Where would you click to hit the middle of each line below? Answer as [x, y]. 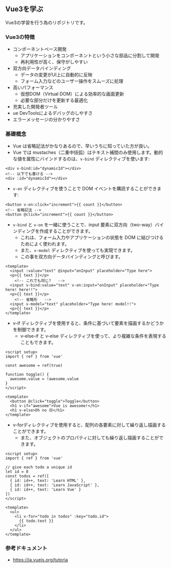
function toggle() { [27, 375]
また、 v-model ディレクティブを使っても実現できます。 [78, 250]
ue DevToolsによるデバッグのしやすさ [53, 113]
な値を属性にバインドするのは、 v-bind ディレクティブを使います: [81, 159]
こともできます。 [38, 342]
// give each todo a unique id [39, 467]
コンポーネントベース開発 [40, 49]
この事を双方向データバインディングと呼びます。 [72, 257]
